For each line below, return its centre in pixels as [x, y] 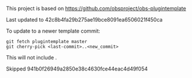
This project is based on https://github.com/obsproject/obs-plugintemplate [96, 8]
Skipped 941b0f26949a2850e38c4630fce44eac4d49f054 [77, 69]
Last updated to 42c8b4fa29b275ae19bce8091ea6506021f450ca [84, 19]
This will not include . [32, 57]
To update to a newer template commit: [53, 31]
